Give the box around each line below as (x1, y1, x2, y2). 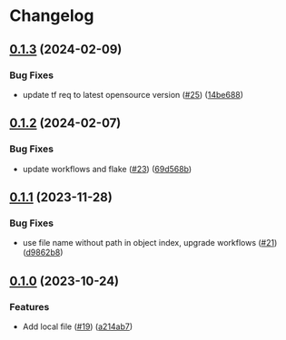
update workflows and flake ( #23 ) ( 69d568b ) (22, 163, 192, 174)
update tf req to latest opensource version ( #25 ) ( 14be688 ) (22, 89, 243, 100)
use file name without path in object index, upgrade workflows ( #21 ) (22, 238, 278, 248)
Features (9, 300, 50, 313)
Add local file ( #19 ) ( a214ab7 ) (22, 321, 133, 332)
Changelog (9, 5, 94, 26)
